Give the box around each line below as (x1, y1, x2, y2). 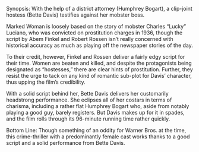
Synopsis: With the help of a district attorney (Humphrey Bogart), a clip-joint (6, 5, 193, 12)
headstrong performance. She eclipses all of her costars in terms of (6, 96, 172, 103)
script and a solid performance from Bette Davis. (6, 140, 125, 146)
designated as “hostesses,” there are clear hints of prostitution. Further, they (6, 66, 193, 73)
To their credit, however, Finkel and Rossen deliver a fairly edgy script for (6, 53, 185, 60)
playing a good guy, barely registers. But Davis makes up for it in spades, (6, 109, 185, 116)
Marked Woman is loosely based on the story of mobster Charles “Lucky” (6, 23, 187, 30)
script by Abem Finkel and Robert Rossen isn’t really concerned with (6, 36, 173, 42)
